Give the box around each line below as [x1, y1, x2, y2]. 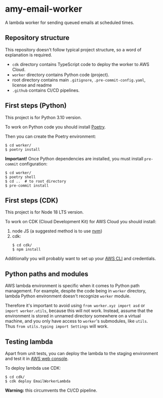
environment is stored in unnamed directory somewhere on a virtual [5, 313, 141, 319]
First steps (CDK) [5, 196, 58, 205]
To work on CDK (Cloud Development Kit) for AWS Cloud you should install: [5, 219, 157, 225]
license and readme [12, 82, 52, 88]
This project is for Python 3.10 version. [5, 114, 82, 120]
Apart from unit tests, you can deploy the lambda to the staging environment [5, 351, 158, 356]
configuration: [19, 161, 48, 167]
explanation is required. [5, 52, 52, 58]
